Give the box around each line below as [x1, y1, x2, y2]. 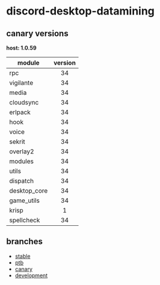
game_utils [9, 196, 40, 205]
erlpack [9, 108, 31, 116]
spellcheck [9, 216, 40, 224]
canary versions [6, 28, 69, 39]
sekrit [9, 138, 25, 146]
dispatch [9, 177, 34, 185]
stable [14, 252, 31, 260]
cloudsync [9, 98, 39, 106]
